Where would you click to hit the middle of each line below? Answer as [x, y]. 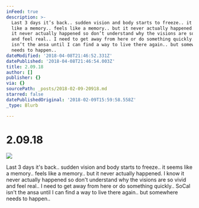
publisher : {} [24, 78]
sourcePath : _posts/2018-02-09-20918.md [57, 89]
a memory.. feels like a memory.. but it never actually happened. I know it [95, 174]
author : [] [20, 72]
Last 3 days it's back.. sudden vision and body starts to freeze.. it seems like [99, 167]
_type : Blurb [22, 105]
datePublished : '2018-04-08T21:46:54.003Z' [61, 61]
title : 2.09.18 [25, 67]
